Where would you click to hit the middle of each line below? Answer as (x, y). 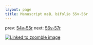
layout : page (18, 9)
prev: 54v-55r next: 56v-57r (33, 28)
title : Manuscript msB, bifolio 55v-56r (47, 14)
